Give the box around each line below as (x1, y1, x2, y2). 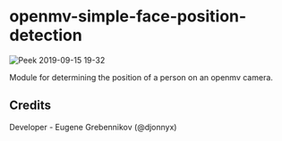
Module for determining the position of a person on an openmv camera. (9, 71, 273, 82)
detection (9, 25, 82, 46)
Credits (9, 98, 52, 113)
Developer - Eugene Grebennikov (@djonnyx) (9, 121, 177, 132)
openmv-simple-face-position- (9, 6, 247, 27)
